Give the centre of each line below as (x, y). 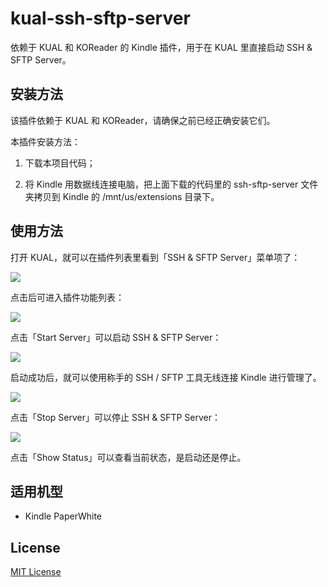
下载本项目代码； (60, 163)
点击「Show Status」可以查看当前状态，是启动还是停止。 (128, 457)
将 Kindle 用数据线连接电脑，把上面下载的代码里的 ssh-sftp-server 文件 (171, 184)
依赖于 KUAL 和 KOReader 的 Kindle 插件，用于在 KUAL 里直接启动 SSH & (161, 47)
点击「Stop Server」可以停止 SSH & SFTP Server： (116, 417)
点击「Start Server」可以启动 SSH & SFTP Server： (116, 337)
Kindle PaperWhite (63, 516)
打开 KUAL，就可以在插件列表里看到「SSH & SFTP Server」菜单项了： (155, 257)
